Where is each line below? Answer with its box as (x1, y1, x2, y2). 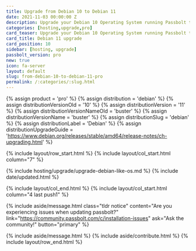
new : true (6, 57, 30, 63)
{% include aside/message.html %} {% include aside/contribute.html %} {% (6, 232, 188, 239)
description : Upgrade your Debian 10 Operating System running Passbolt (6, 19, 187, 25)
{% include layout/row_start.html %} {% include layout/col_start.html (6, 150, 171, 156)
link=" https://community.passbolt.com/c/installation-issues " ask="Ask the (6, 215, 184, 222)
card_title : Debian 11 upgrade (6, 36, 82, 41)
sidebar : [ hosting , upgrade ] (6, 47, 77, 53)
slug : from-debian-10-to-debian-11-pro (6, 74, 103, 79)
